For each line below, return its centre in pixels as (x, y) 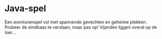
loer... (10, 32)
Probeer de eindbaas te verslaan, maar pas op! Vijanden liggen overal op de (81, 27)
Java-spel (25, 9)
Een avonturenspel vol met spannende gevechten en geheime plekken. (76, 22)
